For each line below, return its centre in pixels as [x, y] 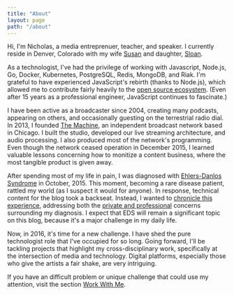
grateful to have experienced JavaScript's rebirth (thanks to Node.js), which [116, 82]
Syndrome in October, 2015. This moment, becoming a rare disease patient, [116, 183]
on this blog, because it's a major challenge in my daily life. [92, 220]
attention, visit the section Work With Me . [67, 285]
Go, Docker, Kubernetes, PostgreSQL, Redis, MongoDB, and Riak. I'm [107, 75]
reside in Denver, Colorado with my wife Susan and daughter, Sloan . [105, 54]
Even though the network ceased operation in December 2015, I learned [111, 148]
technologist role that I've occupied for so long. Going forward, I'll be [106, 241]
